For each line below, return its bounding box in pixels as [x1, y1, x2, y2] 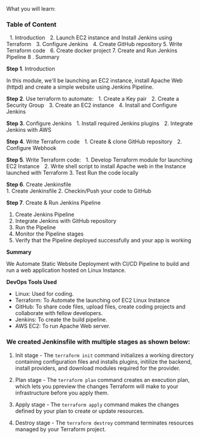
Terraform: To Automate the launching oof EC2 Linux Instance [15, 297, 170, 304]
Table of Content [6, 20, 57, 29]
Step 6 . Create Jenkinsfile [6, 181, 72, 188]
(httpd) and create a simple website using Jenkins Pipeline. [6, 83, 154, 90]
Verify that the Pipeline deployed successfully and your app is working [15, 237, 192, 244]
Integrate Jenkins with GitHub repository [15, 217, 117, 225]
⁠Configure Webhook [6, 145, 57, 152]
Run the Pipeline [15, 224, 56, 231]
